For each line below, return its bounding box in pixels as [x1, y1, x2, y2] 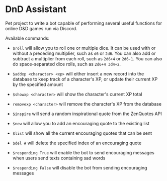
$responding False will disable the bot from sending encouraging [12, 164, 147, 170]
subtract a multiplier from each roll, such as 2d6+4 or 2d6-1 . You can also [12, 55, 162, 61]
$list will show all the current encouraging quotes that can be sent [12, 130, 152, 136]
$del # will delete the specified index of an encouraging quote [12, 140, 142, 146]
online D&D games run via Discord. [5, 25, 77, 31]
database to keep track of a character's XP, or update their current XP [12, 76, 158, 82]
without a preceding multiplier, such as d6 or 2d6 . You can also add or [12, 50, 156, 56]
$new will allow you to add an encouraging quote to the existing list [12, 120, 150, 126]
